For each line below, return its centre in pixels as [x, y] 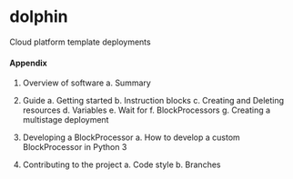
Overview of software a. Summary [87, 83]
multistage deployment [66, 120]
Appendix [28, 63]
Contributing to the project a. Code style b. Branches [121, 164]
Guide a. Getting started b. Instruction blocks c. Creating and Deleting [153, 101]
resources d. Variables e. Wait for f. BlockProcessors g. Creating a [146, 110]
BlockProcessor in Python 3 [75, 147]
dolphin [39, 17]
